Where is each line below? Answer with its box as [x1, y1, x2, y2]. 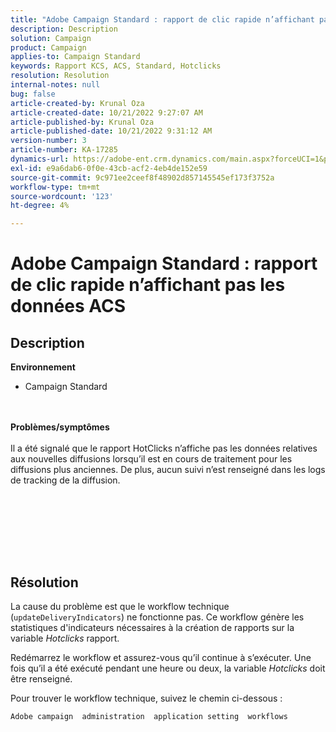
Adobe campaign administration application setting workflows [10, 711, 288, 721]
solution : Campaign [10, 33, 92, 43]
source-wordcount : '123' [10, 191, 114, 201]
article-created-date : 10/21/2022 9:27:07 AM [10, 107, 203, 118]
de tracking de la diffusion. [10, 474, 121, 486]
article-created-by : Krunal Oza [10, 98, 145, 108]
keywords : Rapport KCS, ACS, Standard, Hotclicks [10, 61, 222, 71]
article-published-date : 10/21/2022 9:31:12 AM [10, 126, 213, 136]
